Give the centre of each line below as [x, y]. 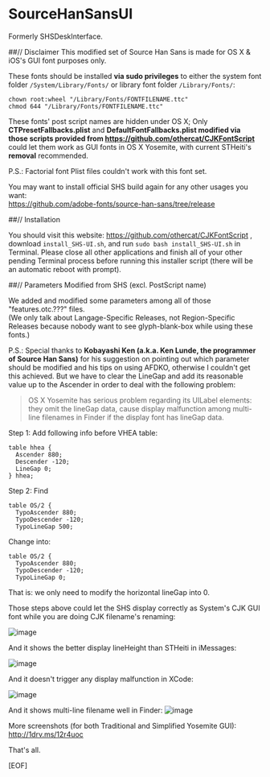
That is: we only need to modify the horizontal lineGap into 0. [109, 592]
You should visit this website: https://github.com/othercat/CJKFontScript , [131, 235]
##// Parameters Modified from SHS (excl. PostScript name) [107, 285]
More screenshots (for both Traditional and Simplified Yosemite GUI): [123, 725]
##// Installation [34, 219]
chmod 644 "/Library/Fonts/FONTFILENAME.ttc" [86, 106]
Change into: [29, 541]
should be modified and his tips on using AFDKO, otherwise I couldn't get [129, 367]
